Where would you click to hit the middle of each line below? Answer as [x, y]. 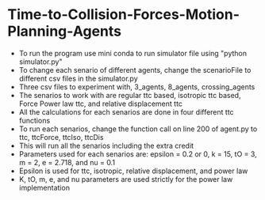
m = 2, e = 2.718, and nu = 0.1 [67, 162]
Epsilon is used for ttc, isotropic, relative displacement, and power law [133, 171]
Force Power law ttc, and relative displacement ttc [101, 104]
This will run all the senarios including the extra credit [106, 145]
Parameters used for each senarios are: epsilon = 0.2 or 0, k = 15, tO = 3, [138, 154]
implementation [44, 187]
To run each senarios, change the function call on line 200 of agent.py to [138, 129]
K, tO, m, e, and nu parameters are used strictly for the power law [126, 179]
